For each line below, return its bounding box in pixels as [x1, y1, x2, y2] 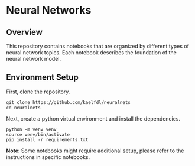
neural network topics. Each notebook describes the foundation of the [6, 49, 177, 56]
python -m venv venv [6, 126, 57, 132]
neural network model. [6, 56, 61, 62]
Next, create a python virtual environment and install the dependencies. [6, 115, 181, 122]
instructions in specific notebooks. [6, 153, 90, 160]
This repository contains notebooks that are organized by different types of [6, 43, 189, 50]
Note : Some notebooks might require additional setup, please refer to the [6, 147, 184, 154]
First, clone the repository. [6, 88, 70, 95]
